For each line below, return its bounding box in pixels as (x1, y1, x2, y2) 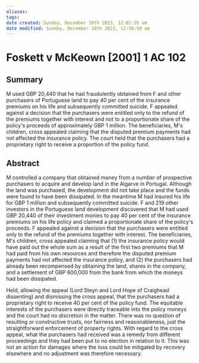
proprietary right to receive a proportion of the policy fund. (6, 141, 150, 148)
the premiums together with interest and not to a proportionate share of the (6, 115, 190, 123)
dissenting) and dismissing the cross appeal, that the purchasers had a (6, 293, 180, 301)
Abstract (6, 158, 40, 168)
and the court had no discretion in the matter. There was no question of (6, 312, 181, 319)
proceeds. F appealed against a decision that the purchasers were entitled (6, 224, 188, 232)
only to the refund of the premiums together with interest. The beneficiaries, (6, 231, 192, 238)
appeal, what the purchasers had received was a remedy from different (6, 331, 181, 338)
